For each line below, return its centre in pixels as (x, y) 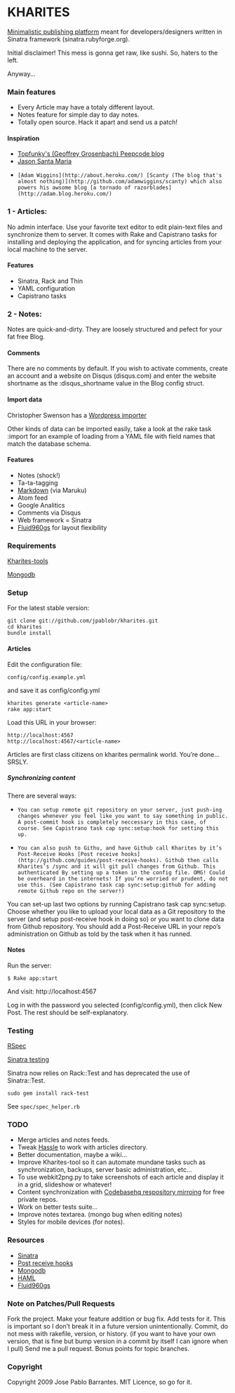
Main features (32, 92)
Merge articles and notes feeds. (63, 1140)
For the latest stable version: (48, 608)
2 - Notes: (25, 314)
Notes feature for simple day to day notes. (78, 115)
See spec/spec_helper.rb (44, 1107)
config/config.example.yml (47, 677)
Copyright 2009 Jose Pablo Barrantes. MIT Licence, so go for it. (100, 1382)
